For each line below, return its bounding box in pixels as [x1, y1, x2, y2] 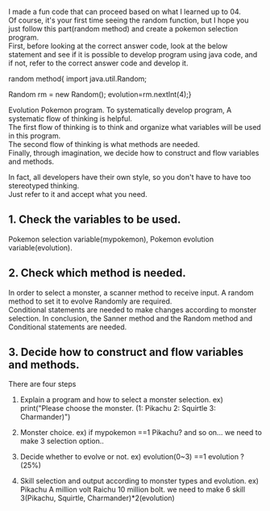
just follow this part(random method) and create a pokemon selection [8, 24, 239, 33]
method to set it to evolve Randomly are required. [8, 296, 172, 306]
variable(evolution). [8, 242, 73, 253]
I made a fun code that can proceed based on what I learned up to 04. [8, 7, 242, 16]
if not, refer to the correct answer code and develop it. [8, 58, 189, 68]
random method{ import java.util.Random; [8, 74, 147, 83]
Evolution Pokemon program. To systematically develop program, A [8, 105, 232, 115]
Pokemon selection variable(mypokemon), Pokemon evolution [8, 234, 214, 244]
